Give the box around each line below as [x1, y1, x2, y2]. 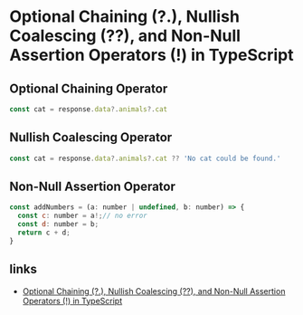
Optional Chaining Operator [9, 81, 168, 96]
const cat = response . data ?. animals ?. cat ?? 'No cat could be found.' [9, 154, 281, 163]
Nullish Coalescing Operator [9, 129, 173, 146]
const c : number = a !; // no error [17, 211, 147, 221]
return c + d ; [17, 228, 71, 237]
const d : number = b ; [17, 220, 99, 229]
